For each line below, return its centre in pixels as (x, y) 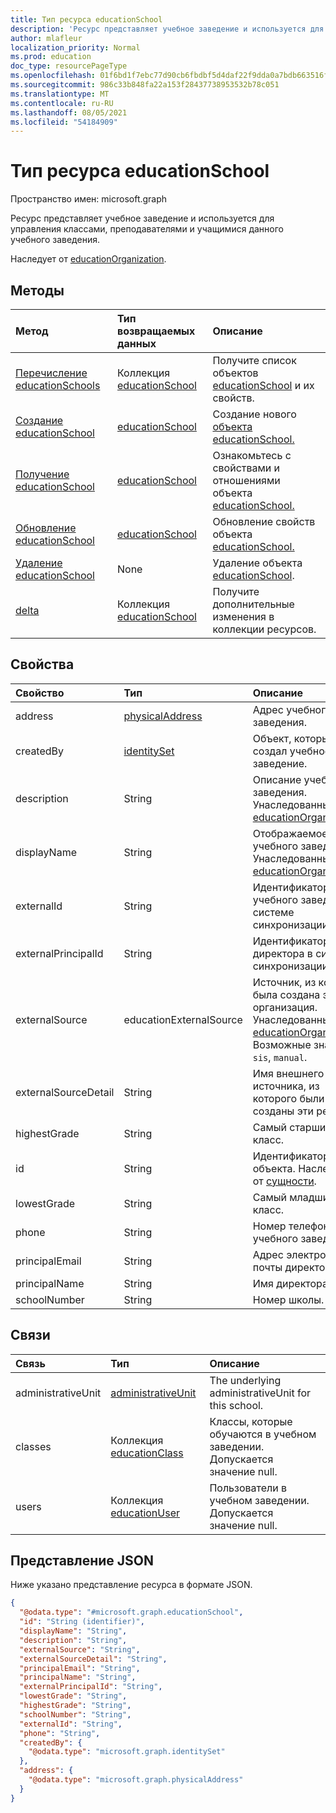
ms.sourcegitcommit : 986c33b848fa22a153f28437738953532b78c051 (145, 85)
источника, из (286, 1086)
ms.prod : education (51, 57)
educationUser (145, 1513)
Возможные (282, 1044)
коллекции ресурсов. (264, 629)
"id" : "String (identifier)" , (82, 1622)
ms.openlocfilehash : (53, 76)
